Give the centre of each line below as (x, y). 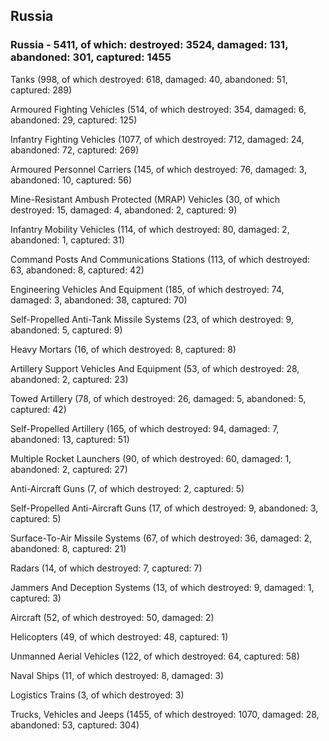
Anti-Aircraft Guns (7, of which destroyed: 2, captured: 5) (127, 488)
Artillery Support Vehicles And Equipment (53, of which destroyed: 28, (155, 368)
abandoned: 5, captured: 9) (66, 330)
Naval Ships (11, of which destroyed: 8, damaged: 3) (117, 675)
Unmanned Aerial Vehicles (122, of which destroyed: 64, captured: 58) (155, 656)
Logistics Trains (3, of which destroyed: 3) (97, 695)
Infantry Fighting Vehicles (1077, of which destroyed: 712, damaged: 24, (157, 139)
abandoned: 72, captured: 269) (75, 150)
